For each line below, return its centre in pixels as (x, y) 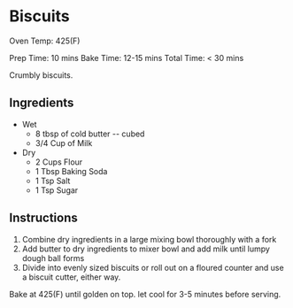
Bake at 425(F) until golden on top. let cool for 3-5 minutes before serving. (145, 294)
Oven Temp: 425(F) (45, 41)
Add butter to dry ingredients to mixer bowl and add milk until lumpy (146, 249)
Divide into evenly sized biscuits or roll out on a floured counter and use (153, 267)
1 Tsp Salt (53, 181)
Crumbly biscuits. (41, 75)
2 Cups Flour (59, 162)
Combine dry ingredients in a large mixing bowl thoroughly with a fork (149, 239)
